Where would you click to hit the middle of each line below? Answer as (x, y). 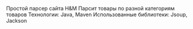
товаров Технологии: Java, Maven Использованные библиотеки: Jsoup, (97, 14)
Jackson (17, 21)
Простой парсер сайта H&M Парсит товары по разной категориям (91, 8)
